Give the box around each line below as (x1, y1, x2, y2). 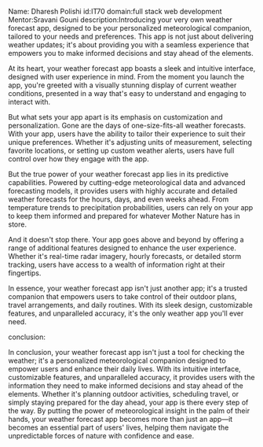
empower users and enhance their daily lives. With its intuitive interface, (8, 364, 241, 373)
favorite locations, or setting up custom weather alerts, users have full (8, 146, 235, 155)
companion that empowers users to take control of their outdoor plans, (8, 292, 237, 301)
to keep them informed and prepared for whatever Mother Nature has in (8, 212, 241, 220)
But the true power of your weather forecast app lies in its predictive (8, 169, 229, 179)
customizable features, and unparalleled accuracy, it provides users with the (8, 373, 255, 382)
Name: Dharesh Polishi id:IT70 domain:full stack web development (8, 7, 222, 16)
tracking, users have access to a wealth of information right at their (8, 260, 225, 269)
